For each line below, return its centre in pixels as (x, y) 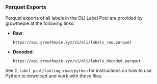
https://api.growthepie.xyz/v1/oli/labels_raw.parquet (72, 43)
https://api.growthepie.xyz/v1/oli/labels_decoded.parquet (77, 61)
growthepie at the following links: (40, 23)
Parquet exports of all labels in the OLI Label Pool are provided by (74, 18)
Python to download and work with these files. (54, 76)
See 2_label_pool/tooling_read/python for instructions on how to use (78, 71)
